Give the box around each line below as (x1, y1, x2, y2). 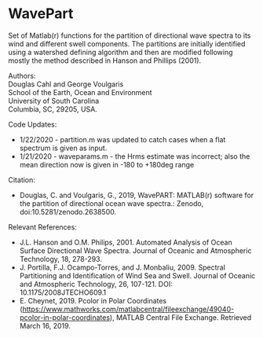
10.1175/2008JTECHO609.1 (19, 288, 107, 297)
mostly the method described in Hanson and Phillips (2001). (8, 56, 202, 65)
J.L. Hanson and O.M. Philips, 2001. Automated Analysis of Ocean (19, 237, 233, 247)
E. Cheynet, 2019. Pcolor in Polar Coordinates (19, 296, 167, 305)
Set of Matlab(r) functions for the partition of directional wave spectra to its (8, 31, 251, 40)
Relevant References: (8, 222, 77, 232)
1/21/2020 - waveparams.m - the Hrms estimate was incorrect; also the (19, 151, 250, 161)
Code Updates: (8, 119, 57, 129)
